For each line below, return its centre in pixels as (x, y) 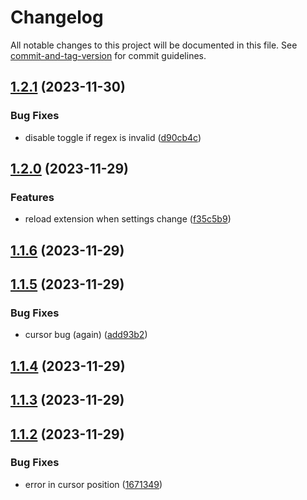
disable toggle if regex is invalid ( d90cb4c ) (113, 137)
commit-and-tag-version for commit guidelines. (108, 55)
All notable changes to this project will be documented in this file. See (154, 45)
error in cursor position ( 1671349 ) (93, 484)
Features (32, 197)
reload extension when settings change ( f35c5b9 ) (128, 219)
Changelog (57, 17)
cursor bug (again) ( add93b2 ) (86, 335)
